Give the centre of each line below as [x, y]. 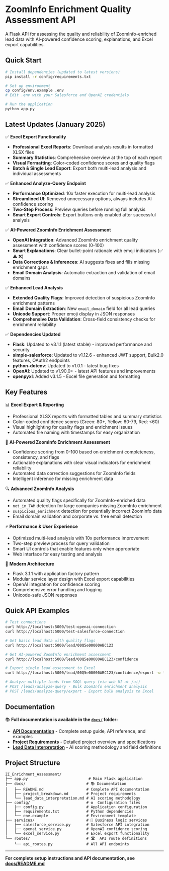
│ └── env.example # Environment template [71, 816]
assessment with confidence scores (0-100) [58, 245]
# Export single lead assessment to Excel [50, 668]
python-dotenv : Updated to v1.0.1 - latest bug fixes [66, 365]
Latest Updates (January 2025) [55, 125]
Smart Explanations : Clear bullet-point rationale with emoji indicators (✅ [88, 251]
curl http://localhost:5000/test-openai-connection [60, 627]
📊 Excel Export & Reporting [35, 405]
